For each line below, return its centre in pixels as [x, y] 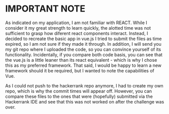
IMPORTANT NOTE [45, 9]
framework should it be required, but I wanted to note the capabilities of [80, 70]
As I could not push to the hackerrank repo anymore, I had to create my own [84, 85]
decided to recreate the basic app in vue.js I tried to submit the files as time [83, 39]
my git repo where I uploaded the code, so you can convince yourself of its [83, 49]
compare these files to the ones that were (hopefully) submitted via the [79, 96]
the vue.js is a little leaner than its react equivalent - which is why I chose [81, 60]
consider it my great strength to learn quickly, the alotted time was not [78, 28]
